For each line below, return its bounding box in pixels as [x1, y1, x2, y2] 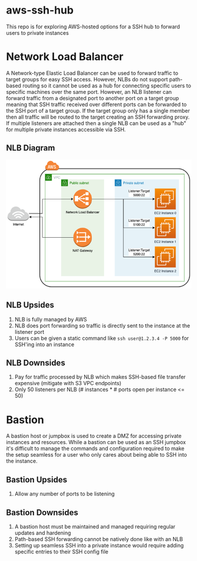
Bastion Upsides [6, 474, 68, 484]
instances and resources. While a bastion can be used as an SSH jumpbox [6, 439, 186, 446]
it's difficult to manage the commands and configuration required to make [6, 445, 185, 452]
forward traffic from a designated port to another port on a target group [6, 94, 179, 101]
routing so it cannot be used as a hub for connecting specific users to [22, 82, 191, 89]
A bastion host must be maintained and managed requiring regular [14, 523, 176, 530]
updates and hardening [14, 529, 72, 536]
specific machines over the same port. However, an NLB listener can [6, 88, 172, 95]
